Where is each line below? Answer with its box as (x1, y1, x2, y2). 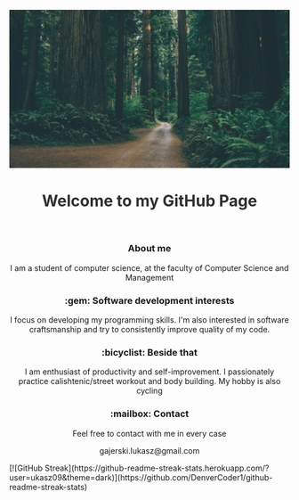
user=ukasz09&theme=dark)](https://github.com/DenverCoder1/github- (9, 471, 273, 482)
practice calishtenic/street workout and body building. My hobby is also (18, 376, 281, 387)
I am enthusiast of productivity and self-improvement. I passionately (24, 366, 275, 377)
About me (127, 242, 172, 255)
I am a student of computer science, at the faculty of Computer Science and (10, 262, 289, 273)
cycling (136, 385, 163, 397)
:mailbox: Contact (109, 407, 190, 420)
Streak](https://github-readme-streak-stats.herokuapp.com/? (44, 463, 270, 473)
